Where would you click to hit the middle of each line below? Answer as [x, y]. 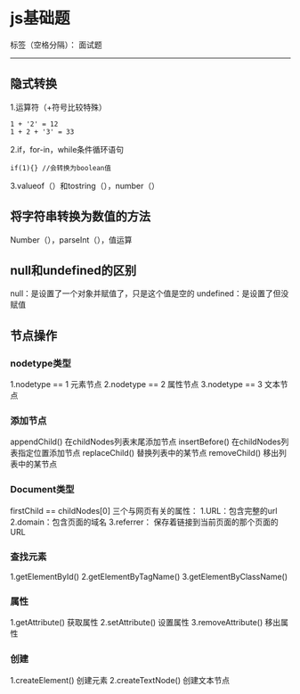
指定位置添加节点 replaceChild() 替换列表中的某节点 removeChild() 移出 [148, 453]
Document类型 [42, 490]
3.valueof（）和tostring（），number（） [85, 186]
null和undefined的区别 [73, 270]
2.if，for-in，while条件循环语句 [67, 149]
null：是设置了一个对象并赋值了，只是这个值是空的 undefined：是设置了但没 [150, 293]
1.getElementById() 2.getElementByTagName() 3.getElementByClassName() [149, 576]
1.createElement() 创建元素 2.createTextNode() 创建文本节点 [120, 680]
